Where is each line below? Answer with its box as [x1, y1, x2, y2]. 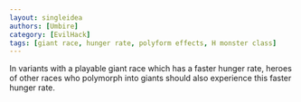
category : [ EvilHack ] [9, 30, 91, 39]
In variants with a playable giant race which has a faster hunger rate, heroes [9, 63, 292, 74]
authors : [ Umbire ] [9, 22, 79, 31]
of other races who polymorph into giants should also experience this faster [9, 73, 292, 84]
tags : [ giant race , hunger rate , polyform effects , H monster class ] [9, 38, 277, 48]
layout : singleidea [9, 13, 83, 23]
